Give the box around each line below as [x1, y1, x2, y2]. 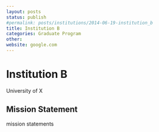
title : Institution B [6, 25, 60, 32]
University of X [6, 87, 43, 94]
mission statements [6, 120, 54, 127]
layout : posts [6, 8, 42, 15]
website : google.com [6, 42, 58, 48]
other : [6, 36, 23, 42]
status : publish [6, 14, 46, 20]
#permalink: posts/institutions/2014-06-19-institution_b [6, 20, 153, 26]
